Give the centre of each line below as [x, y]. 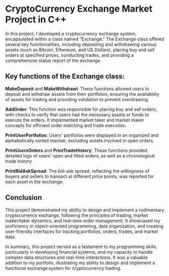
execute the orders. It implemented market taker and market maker [75, 120]
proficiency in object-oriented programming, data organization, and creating [84, 226]
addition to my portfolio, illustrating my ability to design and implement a [80, 263]
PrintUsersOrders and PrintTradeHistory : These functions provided [76, 150]
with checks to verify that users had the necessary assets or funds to [77, 114]
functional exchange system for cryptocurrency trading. [63, 268]
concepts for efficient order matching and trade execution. [66, 125]
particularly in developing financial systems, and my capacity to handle [79, 252]
